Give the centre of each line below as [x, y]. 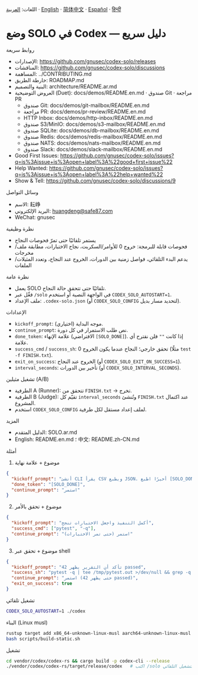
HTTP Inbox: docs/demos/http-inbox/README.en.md [88, 118]
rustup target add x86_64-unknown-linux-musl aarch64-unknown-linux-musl [99, 633]
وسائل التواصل [22, 192]
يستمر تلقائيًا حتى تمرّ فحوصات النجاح [55, 240]
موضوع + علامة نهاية [37, 462]
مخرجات [24, 252]
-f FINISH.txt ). [34, 355]
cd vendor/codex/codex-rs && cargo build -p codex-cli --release [88, 661]
